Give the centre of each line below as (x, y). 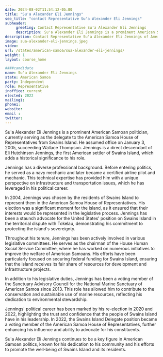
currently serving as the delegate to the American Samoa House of (72, 137)
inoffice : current (24, 91)
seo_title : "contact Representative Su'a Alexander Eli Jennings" (73, 19)
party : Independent (25, 82)
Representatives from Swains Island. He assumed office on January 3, (75, 142)
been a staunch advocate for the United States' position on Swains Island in (81, 218)
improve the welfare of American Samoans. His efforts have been (70, 254)
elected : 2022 (19, 96)
